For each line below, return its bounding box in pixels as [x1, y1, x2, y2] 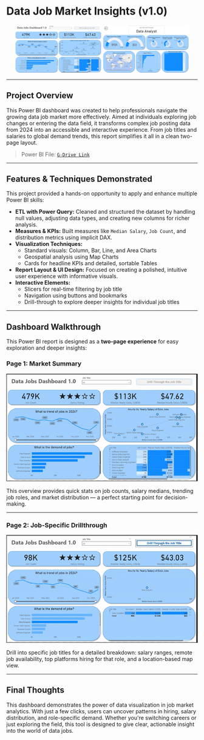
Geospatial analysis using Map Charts [24, 253, 119, 260]
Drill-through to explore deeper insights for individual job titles [24, 299, 180, 306]
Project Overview [6, 90, 73, 101]
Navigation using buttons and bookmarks [24, 292, 127, 299]
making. [6, 500, 27, 507]
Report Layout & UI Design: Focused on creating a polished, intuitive [15, 266, 187, 274]
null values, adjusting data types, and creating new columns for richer [15, 214, 190, 222]
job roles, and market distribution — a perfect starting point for [6, 494, 163, 501]
